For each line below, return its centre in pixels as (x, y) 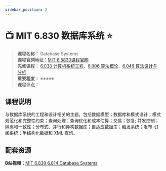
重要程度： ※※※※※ (36, 78)
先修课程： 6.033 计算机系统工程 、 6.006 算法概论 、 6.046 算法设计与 (87, 66)
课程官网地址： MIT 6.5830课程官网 (53, 59)
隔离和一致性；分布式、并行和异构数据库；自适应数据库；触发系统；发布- (80, 127)
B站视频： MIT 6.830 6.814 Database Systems (51, 163)
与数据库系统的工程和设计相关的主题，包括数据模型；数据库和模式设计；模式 (83, 114)
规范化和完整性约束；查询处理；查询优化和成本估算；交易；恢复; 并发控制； (82, 121)
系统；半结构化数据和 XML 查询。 (43, 133)
